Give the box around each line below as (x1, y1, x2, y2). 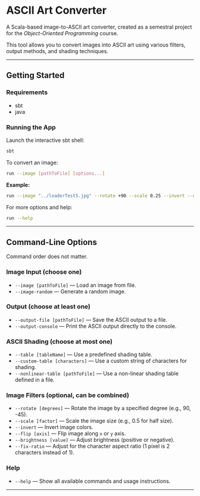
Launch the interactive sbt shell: (6, 137, 85, 144)
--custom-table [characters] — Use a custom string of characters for (14, 357, 187, 364)
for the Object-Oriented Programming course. (6, 29, 118, 36)
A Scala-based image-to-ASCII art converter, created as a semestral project (6, 23, 192, 30)
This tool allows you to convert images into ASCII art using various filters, (6, 41, 186, 48)
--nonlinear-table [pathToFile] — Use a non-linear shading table (14, 370, 179, 377)
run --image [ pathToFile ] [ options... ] (6, 170, 105, 176)
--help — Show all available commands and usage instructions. (14, 478, 171, 485)
